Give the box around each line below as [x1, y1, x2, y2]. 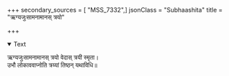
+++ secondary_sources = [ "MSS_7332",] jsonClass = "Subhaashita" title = [7, 6, 223, 14]
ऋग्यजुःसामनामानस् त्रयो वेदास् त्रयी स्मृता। [7, 53, 99, 61]
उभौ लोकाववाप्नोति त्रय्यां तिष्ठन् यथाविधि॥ [7, 61, 98, 69]
